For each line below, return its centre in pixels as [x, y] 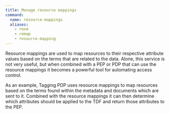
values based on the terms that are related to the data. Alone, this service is [85, 59]
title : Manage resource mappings [41, 10]
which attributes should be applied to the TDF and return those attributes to [85, 101]
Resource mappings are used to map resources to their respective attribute [84, 53]
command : [15, 15]
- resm [22, 29]
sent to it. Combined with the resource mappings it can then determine [80, 96]
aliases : [19, 24]
